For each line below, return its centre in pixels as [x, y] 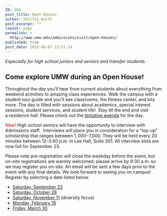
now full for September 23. [33, 146]
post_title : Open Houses [31, 14]
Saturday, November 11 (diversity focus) [53, 197]
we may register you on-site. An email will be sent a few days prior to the [80, 167]
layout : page [19, 28]
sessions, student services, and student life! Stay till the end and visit [77, 110]
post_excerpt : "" [23, 24]
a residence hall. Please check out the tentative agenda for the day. [74, 115]
